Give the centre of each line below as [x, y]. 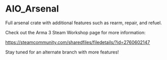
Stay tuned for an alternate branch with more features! [62, 52]
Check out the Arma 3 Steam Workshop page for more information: [75, 32]
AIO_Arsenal [32, 9]
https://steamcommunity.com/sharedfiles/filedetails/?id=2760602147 [78, 42]
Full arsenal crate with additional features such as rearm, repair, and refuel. [84, 23]
